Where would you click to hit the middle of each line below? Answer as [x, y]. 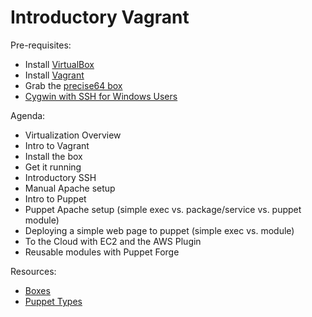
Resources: [33, 271]
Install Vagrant [54, 75]
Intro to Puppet [55, 198]
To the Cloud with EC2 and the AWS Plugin [113, 241]
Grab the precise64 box [73, 85]
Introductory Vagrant [100, 17]
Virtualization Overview [73, 135]
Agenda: [28, 115]
